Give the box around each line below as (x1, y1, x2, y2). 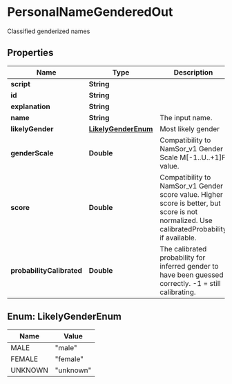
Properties (7, 47, 54, 59)
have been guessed (159, 270, 224, 280)
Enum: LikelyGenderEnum (7, 311, 122, 323)
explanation (10, 102, 50, 111)
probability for (159, 253, 206, 262)
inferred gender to (159, 261, 219, 271)
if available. (159, 233, 197, 242)
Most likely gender (159, 124, 220, 133)
